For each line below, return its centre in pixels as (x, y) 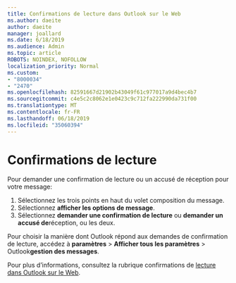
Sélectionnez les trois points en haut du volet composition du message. (121, 201)
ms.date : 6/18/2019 (36, 40)
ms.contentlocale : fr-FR (44, 112)
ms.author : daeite (34, 20)
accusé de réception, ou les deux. (66, 223)
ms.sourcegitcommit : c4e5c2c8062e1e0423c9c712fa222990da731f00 (102, 99)
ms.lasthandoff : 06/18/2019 (49, 118)
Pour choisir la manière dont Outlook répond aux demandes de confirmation (118, 237)
